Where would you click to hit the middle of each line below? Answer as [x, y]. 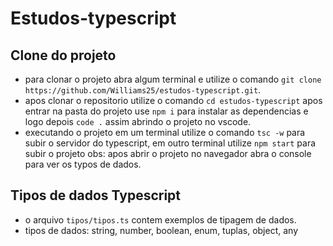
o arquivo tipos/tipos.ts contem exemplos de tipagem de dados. [160, 219]
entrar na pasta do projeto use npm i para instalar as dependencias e [166, 111]
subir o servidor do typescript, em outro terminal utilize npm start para [170, 143]
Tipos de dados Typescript [96, 195]
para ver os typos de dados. [83, 164]
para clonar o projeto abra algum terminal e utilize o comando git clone [173, 79]
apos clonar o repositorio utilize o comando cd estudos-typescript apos [173, 100]
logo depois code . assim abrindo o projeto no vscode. [138, 121]
